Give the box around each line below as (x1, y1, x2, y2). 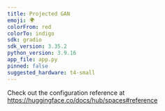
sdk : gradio (7, 37, 42, 44)
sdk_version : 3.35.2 (7, 43, 68, 50)
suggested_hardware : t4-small (7, 69, 96, 76)
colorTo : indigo (7, 30, 55, 37)
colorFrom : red (7, 23, 52, 30)
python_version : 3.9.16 (7, 50, 77, 57)
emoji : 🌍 (7, 17, 35, 24)
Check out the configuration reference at (7, 89, 125, 97)
